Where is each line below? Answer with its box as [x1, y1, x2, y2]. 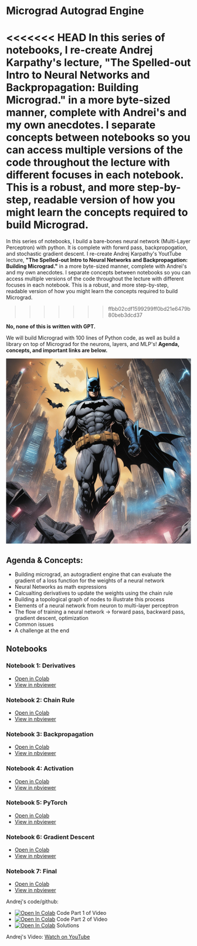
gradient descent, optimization [14, 614, 89, 621]
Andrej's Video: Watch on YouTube [6, 933, 90, 941]
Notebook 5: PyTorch [6, 799, 67, 807]
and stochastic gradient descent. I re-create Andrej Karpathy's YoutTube [6, 250, 182, 257]
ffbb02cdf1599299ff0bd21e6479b [108, 306, 191, 313]
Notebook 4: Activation [6, 764, 74, 773]
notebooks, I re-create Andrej [6, 43, 153, 57]
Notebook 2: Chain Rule [6, 696, 75, 704]
